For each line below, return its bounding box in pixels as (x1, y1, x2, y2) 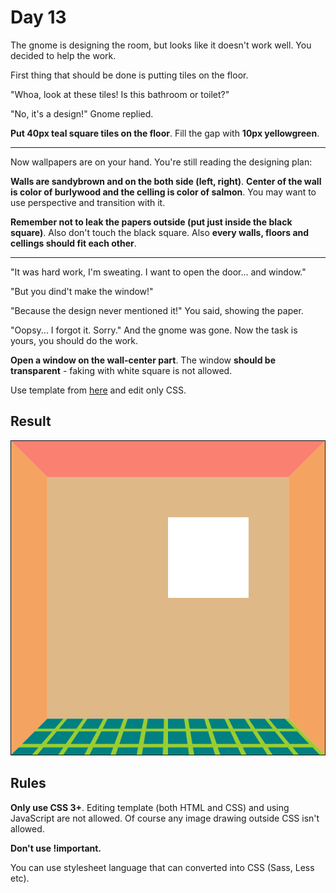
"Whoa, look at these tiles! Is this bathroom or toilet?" (10, 88, 230, 100)
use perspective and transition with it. (10, 196, 166, 208)
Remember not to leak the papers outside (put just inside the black (10, 216, 293, 228)
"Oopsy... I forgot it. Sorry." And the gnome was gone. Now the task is (10, 324, 298, 336)
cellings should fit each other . (10, 237, 137, 249)
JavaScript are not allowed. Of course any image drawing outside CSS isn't (10, 812, 320, 824)
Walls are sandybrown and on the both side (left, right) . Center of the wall (10, 175, 322, 187)
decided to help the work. (10, 49, 117, 61)
